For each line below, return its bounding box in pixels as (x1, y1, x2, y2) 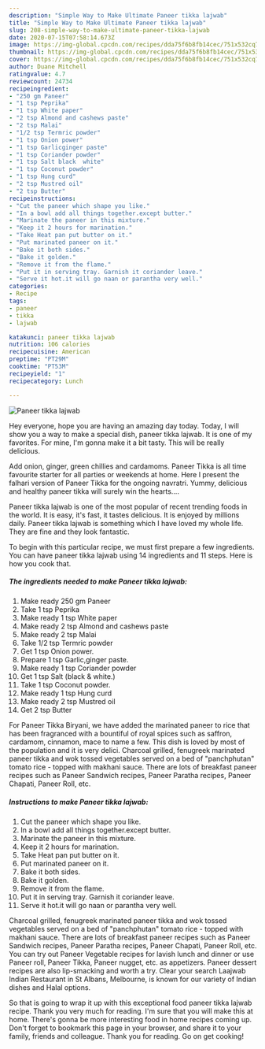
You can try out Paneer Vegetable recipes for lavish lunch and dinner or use (9, 950, 255, 959)
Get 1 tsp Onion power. (20, 647, 94, 656)
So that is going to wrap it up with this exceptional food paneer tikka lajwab (9, 998, 252, 1008)
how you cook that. (9, 558, 72, 568)
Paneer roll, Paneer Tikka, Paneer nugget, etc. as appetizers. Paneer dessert (9, 958, 257, 967)
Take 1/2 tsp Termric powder (20, 639, 113, 648)
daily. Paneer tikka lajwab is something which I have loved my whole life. (9, 518, 244, 528)
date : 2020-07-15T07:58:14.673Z (9, 33, 115, 42)
